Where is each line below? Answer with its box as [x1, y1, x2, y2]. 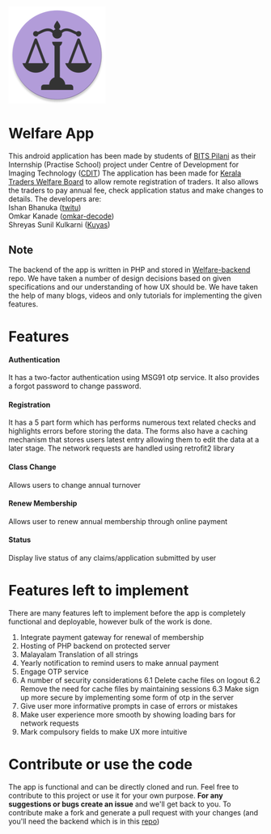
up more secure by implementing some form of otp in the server [19, 692, 235, 702]
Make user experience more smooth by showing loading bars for [19, 709, 236, 719]
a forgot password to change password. [8, 381, 142, 391]
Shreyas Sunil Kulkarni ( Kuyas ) [8, 219, 111, 229]
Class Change [8, 462, 57, 472]
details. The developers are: [8, 193, 102, 204]
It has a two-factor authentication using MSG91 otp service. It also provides [8, 373, 260, 383]
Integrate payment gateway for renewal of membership [19, 632, 205, 641]
